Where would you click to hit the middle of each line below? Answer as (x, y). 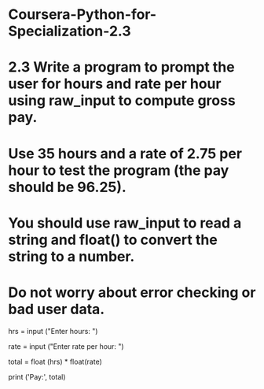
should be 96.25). (68, 187)
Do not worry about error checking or (132, 292)
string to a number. (71, 256)
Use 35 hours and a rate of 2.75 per (125, 153)
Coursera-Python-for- (82, 15)
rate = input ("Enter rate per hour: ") (66, 346)
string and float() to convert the (113, 240)
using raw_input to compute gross (122, 101)
